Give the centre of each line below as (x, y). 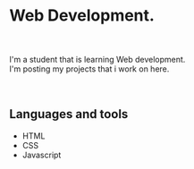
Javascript (42, 155)
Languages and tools (69, 114)
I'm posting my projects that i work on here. (89, 69)
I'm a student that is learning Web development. (97, 59)
